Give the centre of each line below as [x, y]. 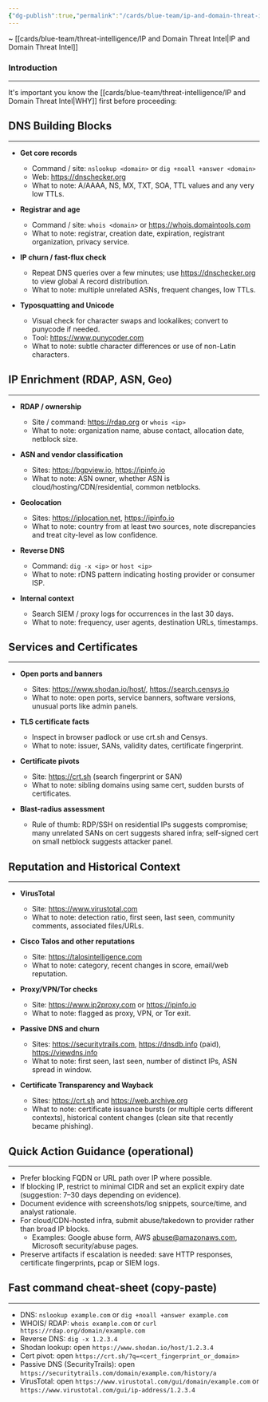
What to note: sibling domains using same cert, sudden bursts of [138, 785]
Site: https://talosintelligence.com [87, 957]
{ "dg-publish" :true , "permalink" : [64, 16]
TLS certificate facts [55, 722]
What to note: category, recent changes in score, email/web [130, 965]
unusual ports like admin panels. [85, 706]
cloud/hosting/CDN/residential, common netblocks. [116, 487]
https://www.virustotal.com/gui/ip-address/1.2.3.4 [107, 1390]
